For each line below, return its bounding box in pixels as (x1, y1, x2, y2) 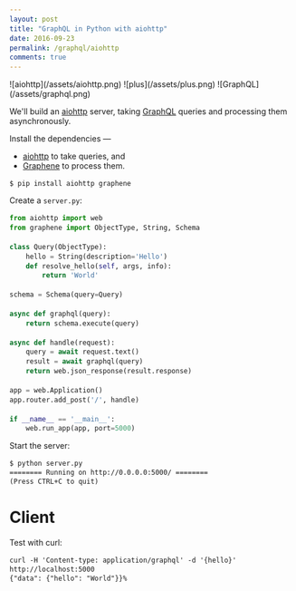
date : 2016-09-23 (9, 34, 75, 43)
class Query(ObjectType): (9, 242, 107, 251)
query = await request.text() (25, 347, 140, 357)
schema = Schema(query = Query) (9, 290, 124, 299)
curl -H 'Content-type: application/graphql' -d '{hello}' (9, 556, 237, 566)
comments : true (9, 53, 67, 63)
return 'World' (42, 271, 100, 280)
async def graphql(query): (9, 309, 111, 318)
